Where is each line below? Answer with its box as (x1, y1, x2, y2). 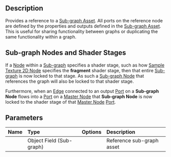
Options (81, 129, 102, 136)
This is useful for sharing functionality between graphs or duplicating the (5, 28, 158, 35)
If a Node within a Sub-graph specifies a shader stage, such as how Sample (5, 62, 164, 68)
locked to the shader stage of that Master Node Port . (5, 99, 116, 105)
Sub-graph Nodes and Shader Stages (5, 48, 126, 57)
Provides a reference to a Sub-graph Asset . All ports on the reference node (5, 17, 163, 23)
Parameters (5, 114, 43, 122)
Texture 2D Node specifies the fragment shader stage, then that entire (5, 67, 154, 73)
